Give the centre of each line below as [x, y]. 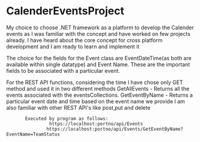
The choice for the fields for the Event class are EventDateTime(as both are [99, 58]
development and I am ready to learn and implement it [73, 47]
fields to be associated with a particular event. [63, 70]
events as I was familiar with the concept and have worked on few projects [98, 33]
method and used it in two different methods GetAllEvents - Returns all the [98, 88]
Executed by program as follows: [67, 118]
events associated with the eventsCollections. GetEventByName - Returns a [100, 95]
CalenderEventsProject [65, 11]
